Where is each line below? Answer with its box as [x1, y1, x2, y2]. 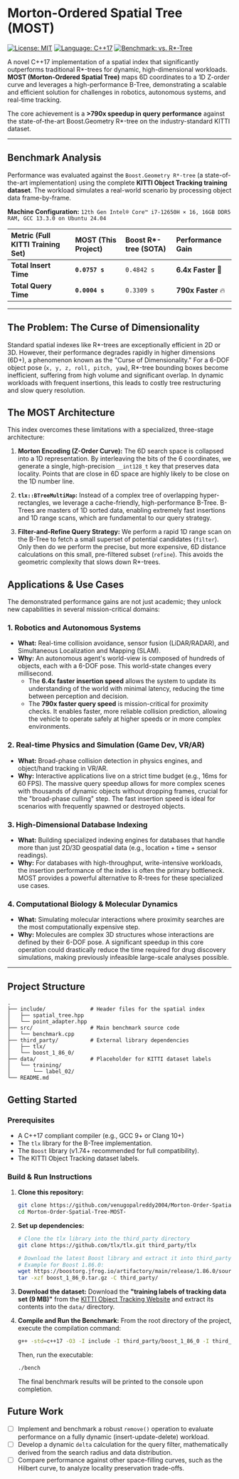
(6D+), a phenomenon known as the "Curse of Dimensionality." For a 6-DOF [7, 355, 230, 364]
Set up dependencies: [17, 1221, 85, 1229]
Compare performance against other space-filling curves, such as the [17, 1455, 223, 1464]
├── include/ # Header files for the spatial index [7, 1005, 205, 1013]
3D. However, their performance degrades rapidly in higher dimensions [7, 348, 216, 357]
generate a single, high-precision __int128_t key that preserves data [17, 462, 219, 471]
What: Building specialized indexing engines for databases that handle [17, 836, 225, 844]
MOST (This [75, 235, 117, 245]
